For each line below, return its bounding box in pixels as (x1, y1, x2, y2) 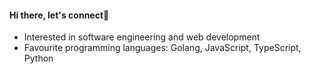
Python (23, 52, 54, 65)
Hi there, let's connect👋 (9, 9, 110, 21)
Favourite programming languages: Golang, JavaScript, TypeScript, (23, 42, 302, 54)
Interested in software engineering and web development (23, 31, 261, 43)
